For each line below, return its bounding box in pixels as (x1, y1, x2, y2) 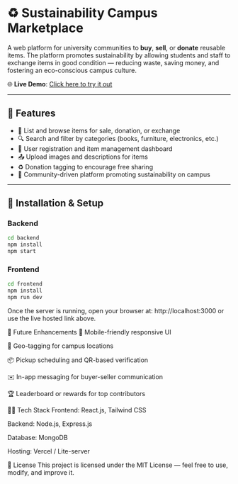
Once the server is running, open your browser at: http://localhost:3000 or (7, 306, 225, 315)
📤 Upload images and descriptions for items (17, 152, 149, 161)
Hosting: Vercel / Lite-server (7, 446, 91, 455)
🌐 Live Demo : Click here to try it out (7, 79, 113, 88)
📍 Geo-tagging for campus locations (7, 342, 114, 350)
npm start (7, 248, 37, 255)
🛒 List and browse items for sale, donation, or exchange (17, 126, 181, 135)
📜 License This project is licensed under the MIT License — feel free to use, (7, 461, 228, 469)
